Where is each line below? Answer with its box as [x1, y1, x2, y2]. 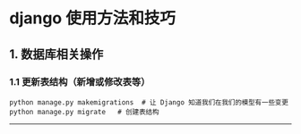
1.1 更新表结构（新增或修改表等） [9, 75, 150, 88]
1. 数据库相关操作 [9, 46, 104, 62]
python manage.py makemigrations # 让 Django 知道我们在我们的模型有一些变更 [9, 97, 289, 107]
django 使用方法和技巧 [9, 8, 176, 29]
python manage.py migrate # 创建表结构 [9, 107, 159, 116]
